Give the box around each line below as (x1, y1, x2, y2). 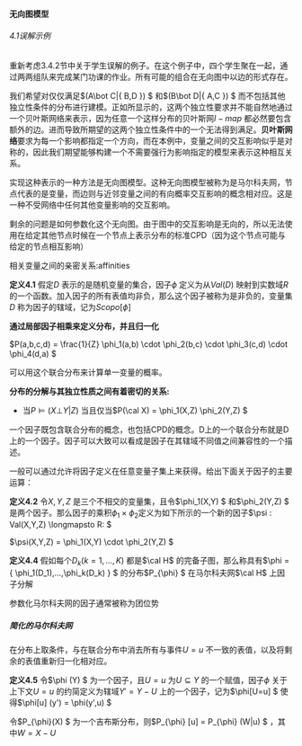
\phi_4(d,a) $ (9, 348, 57, 359)
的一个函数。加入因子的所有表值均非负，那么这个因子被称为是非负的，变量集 (9, 290, 293, 301)
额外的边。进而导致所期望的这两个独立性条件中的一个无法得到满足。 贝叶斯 (9, 124, 285, 135)
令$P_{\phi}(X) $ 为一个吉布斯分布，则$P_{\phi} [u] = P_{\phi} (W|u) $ (9, 716, 268, 727)
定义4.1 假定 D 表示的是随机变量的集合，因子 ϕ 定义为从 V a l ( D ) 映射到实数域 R (9, 279, 289, 289)
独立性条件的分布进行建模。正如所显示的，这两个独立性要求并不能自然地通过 (9, 102, 293, 112)
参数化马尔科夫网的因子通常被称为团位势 (9, 598, 159, 608)
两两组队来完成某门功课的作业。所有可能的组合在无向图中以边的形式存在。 (16, 71, 293, 82)
